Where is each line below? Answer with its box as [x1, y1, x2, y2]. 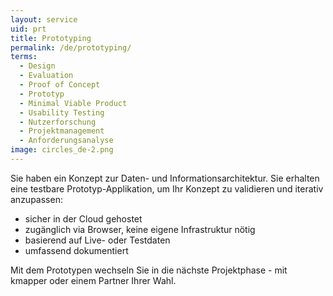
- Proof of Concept [19, 80, 101, 90]
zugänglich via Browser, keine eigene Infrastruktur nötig [24, 223, 256, 235]
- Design [19, 61, 56, 71]
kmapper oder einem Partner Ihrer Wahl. [10, 274, 177, 286]
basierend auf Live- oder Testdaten [24, 234, 171, 246]
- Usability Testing [19, 107, 105, 118]
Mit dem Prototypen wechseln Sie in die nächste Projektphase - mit [10, 264, 288, 276]
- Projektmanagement [19, 126, 105, 136]
